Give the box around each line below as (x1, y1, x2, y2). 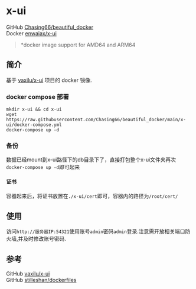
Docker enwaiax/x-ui (6, 29, 57, 36)
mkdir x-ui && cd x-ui (6, 107, 62, 112)
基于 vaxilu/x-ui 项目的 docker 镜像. (6, 77, 92, 84)
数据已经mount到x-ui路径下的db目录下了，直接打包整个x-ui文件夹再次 (6, 156, 176, 163)
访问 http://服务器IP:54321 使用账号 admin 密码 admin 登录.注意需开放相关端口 (6, 228, 185, 235)
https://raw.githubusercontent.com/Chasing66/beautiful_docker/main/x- (6, 117, 186, 123)
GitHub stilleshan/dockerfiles (6, 277, 77, 284)
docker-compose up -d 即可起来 (6, 164, 80, 171)
